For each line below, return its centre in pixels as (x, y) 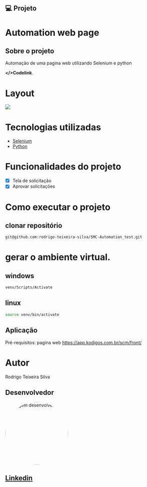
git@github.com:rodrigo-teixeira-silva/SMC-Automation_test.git (74, 237)
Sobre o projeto (30, 51)
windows (20, 276)
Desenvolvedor (30, 392)
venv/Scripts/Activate (29, 288)
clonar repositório (34, 225)
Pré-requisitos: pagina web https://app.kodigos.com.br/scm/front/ (73, 342)
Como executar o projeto (58, 207)
